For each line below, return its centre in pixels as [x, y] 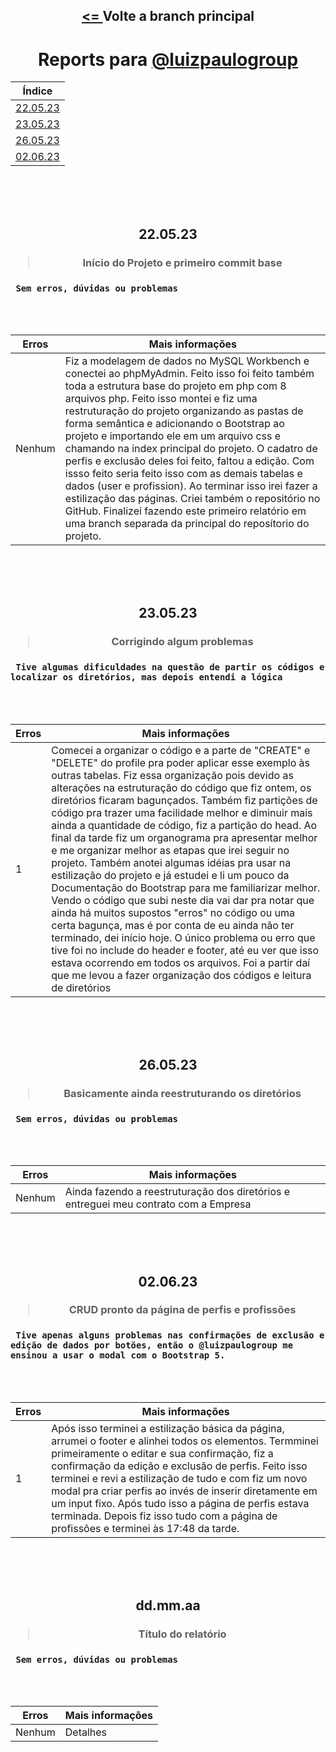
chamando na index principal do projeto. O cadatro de [191, 448]
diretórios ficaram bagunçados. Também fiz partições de [184, 800]
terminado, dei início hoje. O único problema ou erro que [183, 937]
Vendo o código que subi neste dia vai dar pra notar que [183, 900]
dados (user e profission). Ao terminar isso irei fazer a [191, 486]
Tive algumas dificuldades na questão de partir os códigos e [170, 667]
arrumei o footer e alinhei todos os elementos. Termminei [185, 1441]
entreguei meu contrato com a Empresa [158, 1204]
